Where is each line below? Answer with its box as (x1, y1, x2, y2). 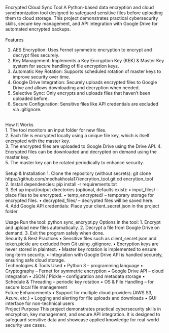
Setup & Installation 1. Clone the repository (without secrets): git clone (5, 170, 151, 176)
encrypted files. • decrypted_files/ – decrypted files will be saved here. (5, 197, 154, 203)
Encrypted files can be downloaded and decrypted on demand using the (5, 149, 157, 155)
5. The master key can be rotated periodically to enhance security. (5, 160, 144, 165)
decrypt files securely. (12, 52, 60, 58)
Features (5, 37, 24, 43)
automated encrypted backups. (5, 26, 71, 32)
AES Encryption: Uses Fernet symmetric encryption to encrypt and (12, 47, 152, 53)
